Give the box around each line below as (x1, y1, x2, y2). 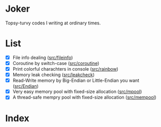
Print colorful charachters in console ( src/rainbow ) (12, 66, 118, 72)
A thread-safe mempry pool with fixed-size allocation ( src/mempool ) (12, 94, 156, 101)
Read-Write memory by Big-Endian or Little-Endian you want (12, 77, 140, 84)
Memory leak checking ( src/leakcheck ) (12, 72, 95, 78)
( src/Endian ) (12, 83, 39, 89)
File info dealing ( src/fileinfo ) (12, 54, 73, 60)
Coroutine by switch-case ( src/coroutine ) (12, 60, 100, 66)
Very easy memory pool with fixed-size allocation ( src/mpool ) (12, 88, 142, 94)
